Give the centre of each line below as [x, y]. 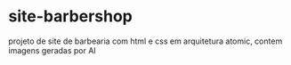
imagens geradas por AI [53, 50]
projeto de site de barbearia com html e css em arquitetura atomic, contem [145, 41]
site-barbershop [70, 16]
